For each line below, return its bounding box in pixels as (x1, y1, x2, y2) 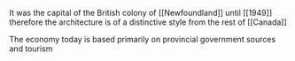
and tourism (9, 43, 53, 54)
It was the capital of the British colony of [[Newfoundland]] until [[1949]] (9, 8, 273, 18)
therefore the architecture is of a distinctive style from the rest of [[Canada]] (9, 17, 288, 27)
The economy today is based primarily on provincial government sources (9, 34, 276, 44)
